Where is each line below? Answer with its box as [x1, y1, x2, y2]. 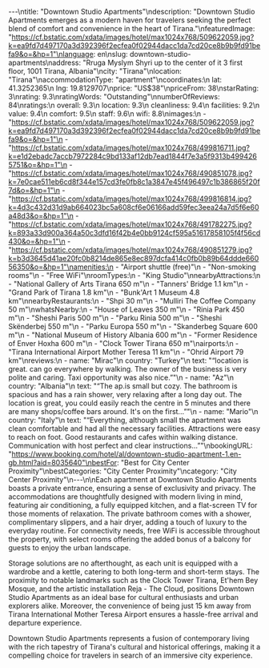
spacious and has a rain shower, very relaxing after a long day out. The [8, 390, 243, 399]
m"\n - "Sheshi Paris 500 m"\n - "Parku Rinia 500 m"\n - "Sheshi [8, 313, 223, 323]
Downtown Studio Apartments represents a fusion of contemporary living [8, 634, 250, 643]
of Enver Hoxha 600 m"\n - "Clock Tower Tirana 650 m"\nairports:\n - [8, 339, 239, 348]
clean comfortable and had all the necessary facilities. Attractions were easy [8, 424, 261, 433]
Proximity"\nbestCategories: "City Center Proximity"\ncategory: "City [8, 466, 238, 476]
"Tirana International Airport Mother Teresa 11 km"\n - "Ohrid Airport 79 [8, 348, 244, 356]
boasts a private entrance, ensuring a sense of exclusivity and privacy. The [8, 484, 256, 493]
